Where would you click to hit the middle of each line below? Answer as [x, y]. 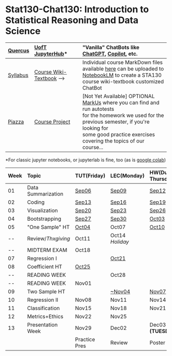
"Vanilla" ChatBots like [111, 47]
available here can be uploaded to [123, 68]
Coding [36, 202]
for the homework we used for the [123, 115]
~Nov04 [120, 291]
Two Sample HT [46, 291]
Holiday [120, 242]
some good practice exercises [119, 134]
